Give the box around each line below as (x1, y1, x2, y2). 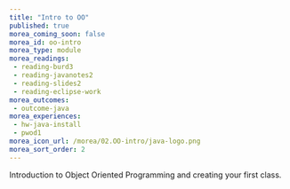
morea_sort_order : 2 (9, 145, 86, 154)
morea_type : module (9, 46, 82, 55)
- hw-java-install (12, 121, 82, 130)
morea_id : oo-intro (9, 37, 82, 47)
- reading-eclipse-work (12, 87, 101, 96)
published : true (9, 21, 69, 30)
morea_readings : (9, 54, 69, 63)
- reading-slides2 (12, 79, 82, 88)
